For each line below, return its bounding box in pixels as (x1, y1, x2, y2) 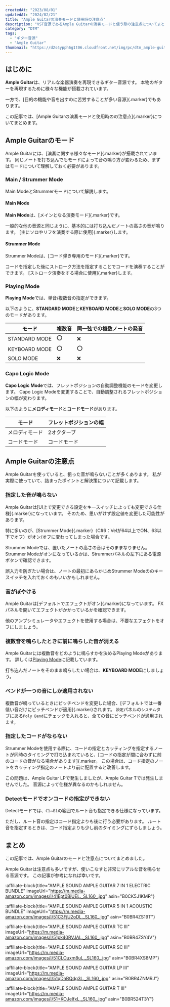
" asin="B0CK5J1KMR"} (105, 893, 155, 899)
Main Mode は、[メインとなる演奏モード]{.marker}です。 (5, 212, 123, 218)
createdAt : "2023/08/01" (5, 7, 58, 13)
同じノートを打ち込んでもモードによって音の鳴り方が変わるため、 (15, 157, 152, 163)
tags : (5, 31, 17, 36)
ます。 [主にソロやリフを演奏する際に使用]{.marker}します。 (5, 229, 131, 235)
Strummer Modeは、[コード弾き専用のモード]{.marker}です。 (5, 252, 133, 258)
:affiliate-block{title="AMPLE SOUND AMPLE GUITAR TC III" (5, 924, 130, 930)
